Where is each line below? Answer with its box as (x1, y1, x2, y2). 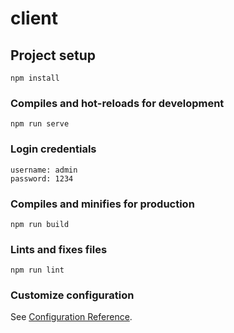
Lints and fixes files (10, 242, 108, 256)
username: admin (10, 165, 78, 175)
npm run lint (10, 265, 65, 276)
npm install (10, 73, 60, 83)
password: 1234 (10, 173, 74, 184)
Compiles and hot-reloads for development (10, 96, 225, 110)
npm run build (10, 219, 70, 229)
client (10, 7, 59, 30)
